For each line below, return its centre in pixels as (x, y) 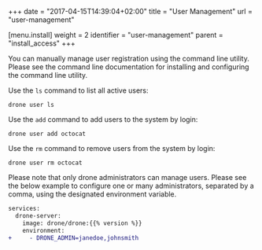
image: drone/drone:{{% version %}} (83, 223)
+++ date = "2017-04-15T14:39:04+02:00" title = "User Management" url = (131, 11)
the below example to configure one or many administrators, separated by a (131, 186)
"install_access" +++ (42, 43)
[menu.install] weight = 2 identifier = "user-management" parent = (116, 35)
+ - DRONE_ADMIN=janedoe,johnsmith (74, 238)
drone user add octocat (47, 134)
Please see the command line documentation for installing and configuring (129, 67)
